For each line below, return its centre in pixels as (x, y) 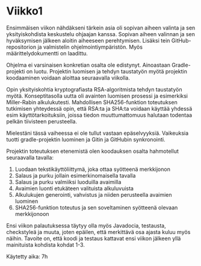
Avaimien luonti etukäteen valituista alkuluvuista (74, 188)
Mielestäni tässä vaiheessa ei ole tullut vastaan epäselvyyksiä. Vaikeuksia (97, 133)
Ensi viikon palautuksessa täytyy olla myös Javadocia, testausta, (86, 225)
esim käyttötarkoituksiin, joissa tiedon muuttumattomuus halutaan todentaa (99, 115)
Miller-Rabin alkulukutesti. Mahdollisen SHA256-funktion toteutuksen (92, 102)
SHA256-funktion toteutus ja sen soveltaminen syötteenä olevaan (96, 207)
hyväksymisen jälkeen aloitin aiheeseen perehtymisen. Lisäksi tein (88, 40)
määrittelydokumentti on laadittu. (47, 53)
